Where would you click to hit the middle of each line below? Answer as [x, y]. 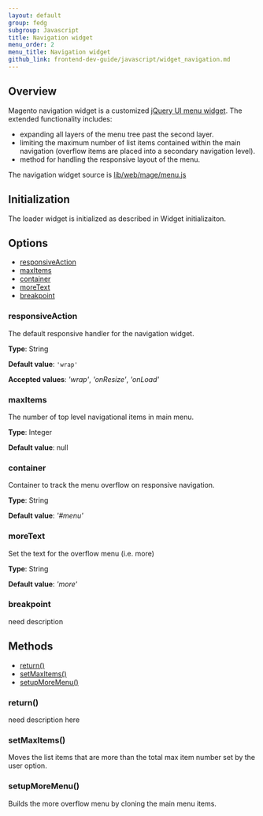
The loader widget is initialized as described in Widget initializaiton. [117, 219]
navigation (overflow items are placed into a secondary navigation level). [137, 151]
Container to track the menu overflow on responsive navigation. [111, 485]
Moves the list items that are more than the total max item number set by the [132, 758]
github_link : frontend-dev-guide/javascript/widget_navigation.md [119, 60]
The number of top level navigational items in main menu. [101, 417]
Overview [33, 92]
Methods [31, 647]
